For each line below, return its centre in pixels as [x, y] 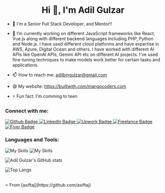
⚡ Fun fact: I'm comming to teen [45, 96]
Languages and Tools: [32, 140]
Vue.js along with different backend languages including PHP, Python [83, 39]
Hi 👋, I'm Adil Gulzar [83, 10]
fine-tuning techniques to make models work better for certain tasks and [86, 59]
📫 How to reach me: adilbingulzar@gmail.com [60, 75]
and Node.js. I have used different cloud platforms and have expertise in [86, 44]
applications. [25, 65]
